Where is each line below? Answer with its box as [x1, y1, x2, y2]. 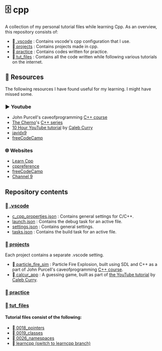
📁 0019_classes [12, 330, 43, 336]
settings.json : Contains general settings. [12, 224, 94, 229]
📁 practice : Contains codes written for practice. [12, 49, 108, 54]
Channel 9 [12, 174, 33, 179]
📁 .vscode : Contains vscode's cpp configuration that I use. [12, 38, 131, 44]
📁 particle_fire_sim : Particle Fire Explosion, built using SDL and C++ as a [12, 262, 158, 267]
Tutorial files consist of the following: [5, 314, 82, 320]
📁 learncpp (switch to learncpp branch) [12, 340, 91, 346]
